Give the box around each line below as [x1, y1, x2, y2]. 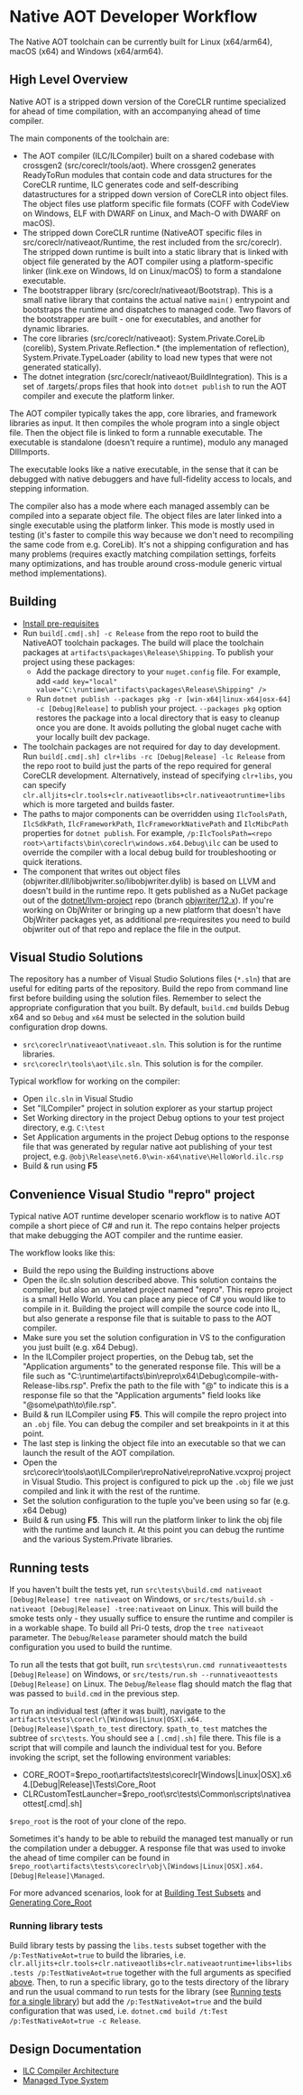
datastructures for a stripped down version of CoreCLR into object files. [22, 188, 289, 200]
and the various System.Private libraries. [22, 1534, 173, 1545]
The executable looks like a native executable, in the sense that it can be [9, 464, 279, 474]
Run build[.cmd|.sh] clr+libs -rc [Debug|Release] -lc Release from [22, 750, 286, 761]
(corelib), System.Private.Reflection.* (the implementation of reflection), [22, 342, 289, 353]
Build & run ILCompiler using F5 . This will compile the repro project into [22, 1409, 287, 1420]
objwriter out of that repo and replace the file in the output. [22, 924, 242, 935]
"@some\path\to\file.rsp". [22, 1399, 117, 1411]
